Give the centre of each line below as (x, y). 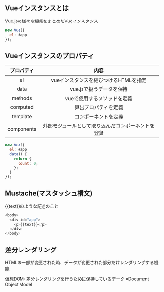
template (22, 117)
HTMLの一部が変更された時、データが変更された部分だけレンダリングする (80, 263)
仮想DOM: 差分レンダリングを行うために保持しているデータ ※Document (77, 279)
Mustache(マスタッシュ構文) (49, 193)
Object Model (19, 285)
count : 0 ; (28, 163)
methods (22, 98)
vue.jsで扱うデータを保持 (99, 89)
